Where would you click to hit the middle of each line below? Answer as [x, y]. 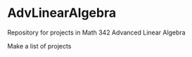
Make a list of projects [39, 46]
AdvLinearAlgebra [62, 13]
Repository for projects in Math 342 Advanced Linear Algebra [96, 32]
